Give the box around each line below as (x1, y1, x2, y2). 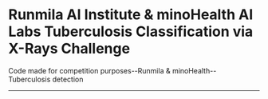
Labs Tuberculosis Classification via (8, 22, 254, 41)
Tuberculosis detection (8, 74, 84, 84)
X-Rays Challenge (8, 40, 130, 57)
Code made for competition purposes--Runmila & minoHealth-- (8, 65, 217, 75)
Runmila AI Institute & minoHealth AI (8, 6, 254, 24)
